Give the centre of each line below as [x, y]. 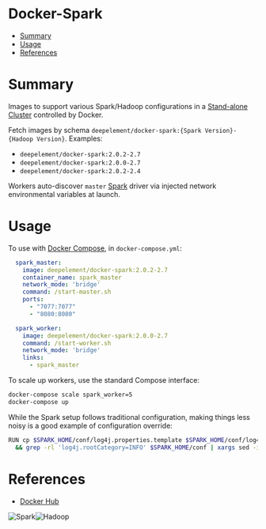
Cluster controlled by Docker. [56, 115]
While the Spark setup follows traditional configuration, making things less [129, 417]
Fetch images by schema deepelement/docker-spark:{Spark [105, 130]
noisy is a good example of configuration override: [90, 425]
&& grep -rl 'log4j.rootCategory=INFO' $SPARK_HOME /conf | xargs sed [132, 448]
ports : [33, 300]
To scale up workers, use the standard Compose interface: [104, 380]
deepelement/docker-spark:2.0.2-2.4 [80, 171]
